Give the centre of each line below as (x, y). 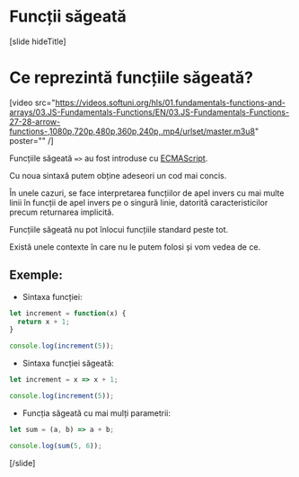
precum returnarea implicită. (62, 212)
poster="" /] (31, 140)
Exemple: (36, 275)
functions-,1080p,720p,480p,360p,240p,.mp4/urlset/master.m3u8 (132, 131)
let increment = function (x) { (68, 313)
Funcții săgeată (68, 17)
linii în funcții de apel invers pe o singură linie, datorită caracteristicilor (139, 202)
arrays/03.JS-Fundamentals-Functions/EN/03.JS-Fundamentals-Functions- (149, 112)
